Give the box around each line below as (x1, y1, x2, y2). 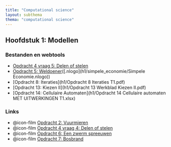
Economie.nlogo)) (12, 73, 51, 80)
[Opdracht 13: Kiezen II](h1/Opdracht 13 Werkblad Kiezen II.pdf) (12, 85, 146, 91)
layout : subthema (5, 12, 42, 17)
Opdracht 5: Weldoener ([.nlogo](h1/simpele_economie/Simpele (12, 68, 145, 75)
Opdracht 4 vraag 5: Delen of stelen (12, 63, 88, 69)
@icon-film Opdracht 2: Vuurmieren (12, 119, 88, 126)
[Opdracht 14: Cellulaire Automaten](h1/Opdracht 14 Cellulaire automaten (12, 90, 166, 96)
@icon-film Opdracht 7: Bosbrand (12, 136, 84, 142)
